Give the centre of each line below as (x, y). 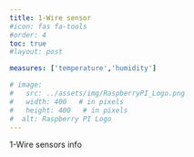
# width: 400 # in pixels (67, 101)
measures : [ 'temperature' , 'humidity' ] (83, 68)
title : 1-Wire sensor (51, 18)
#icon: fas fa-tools (49, 26)
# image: (26, 85)
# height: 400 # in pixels (69, 110)
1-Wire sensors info (46, 145)
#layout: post (36, 52)
